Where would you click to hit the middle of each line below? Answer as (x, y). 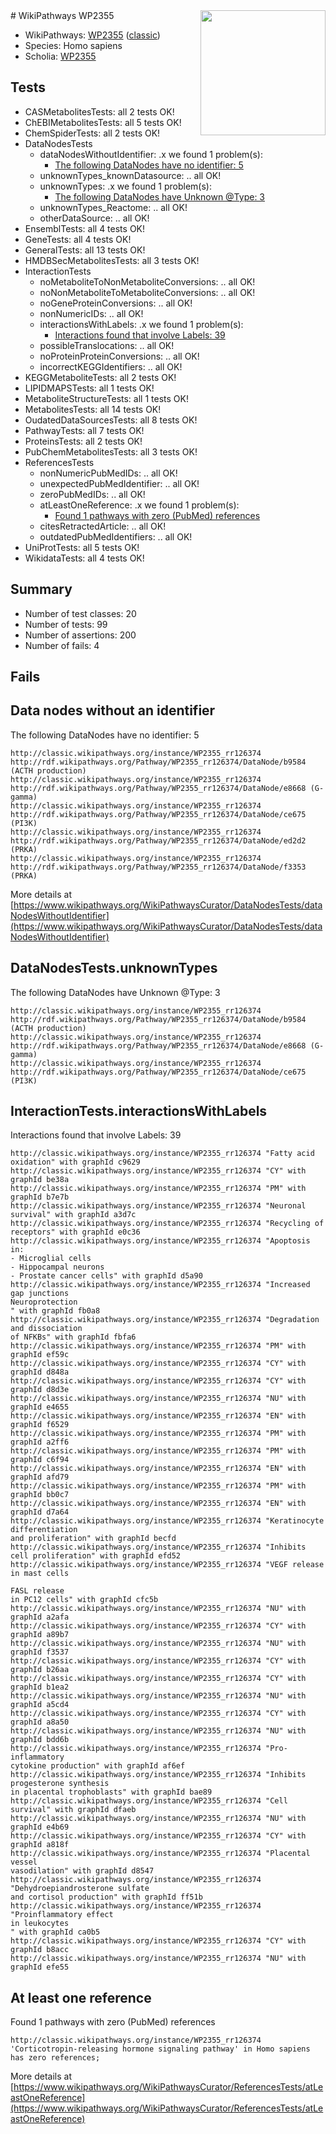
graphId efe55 (40, 1967)
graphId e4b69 (40, 1827)
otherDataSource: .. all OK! (94, 218)
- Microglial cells (51, 1259)
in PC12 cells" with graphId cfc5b (84, 1600)
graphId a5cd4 (40, 1705)
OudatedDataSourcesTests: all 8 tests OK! (111, 420)
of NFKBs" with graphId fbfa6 (73, 1337)
